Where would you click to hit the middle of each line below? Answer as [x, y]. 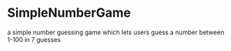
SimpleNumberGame [69, 13]
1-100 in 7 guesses [34, 39]
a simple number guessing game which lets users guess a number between [116, 32]
